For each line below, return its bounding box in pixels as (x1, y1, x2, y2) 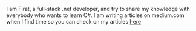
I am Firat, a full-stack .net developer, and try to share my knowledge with (6, 5, 191, 12)
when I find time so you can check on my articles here (6, 18, 141, 25)
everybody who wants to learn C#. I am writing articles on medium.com (6, 12, 185, 19)
